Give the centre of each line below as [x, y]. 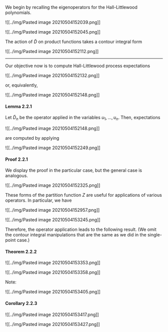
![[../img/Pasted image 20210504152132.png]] [52, 75]
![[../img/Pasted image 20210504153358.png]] [53, 272]
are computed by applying [32, 138]
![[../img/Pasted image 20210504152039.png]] [53, 22]
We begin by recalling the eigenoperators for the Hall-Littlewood [71, 7]
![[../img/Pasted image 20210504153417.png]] [52, 314]
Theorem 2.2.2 [21, 251]
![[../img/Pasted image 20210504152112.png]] [52, 51]
